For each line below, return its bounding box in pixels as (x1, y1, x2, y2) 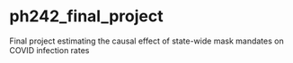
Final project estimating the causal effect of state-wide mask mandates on (9, 35, 285, 46)
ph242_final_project (9, 6, 164, 27)
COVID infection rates (9, 44, 90, 55)
